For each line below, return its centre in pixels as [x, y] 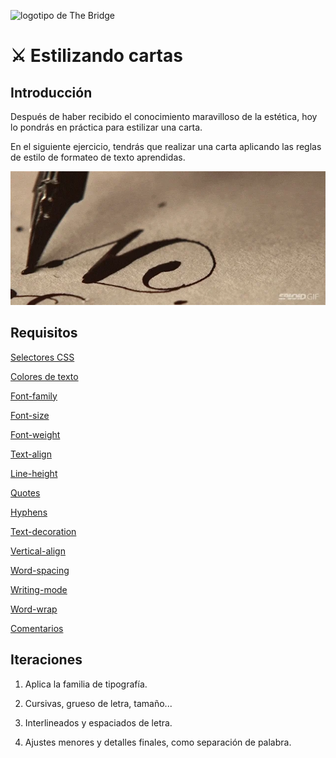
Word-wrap [34, 609]
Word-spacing [40, 570]
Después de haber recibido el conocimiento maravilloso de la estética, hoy [164, 116]
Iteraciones [46, 660]
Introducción [51, 92]
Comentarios [37, 628]
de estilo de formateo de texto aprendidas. [98, 157]
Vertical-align [38, 551]
